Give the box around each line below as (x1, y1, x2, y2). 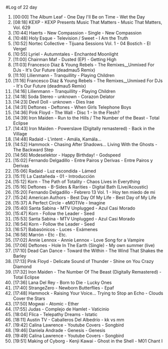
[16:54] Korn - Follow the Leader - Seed (12, 221, 95, 227)
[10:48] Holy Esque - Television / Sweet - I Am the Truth (12, 35, 128, 41)
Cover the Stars (12, 295, 45, 301)
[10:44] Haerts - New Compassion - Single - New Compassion (12, 30, 142, 35)
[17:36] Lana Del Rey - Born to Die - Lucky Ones (12, 279, 112, 285)
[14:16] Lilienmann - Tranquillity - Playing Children (12, 88, 116, 94)
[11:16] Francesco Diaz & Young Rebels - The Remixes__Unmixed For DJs (12, 77, 163, 83)
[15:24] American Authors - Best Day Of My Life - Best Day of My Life (12, 194, 156, 200)
